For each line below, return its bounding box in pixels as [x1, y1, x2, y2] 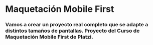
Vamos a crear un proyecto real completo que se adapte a [5, 21, 148, 28]
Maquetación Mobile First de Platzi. [5, 34, 94, 41]
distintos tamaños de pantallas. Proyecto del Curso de [5, 27, 140, 34]
